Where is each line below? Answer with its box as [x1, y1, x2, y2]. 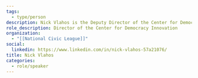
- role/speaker [11, 63, 49, 69]
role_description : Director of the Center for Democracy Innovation [6, 25, 178, 31]
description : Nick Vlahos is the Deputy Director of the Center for [6, 19, 178, 25]
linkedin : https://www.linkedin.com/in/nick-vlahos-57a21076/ [11, 47, 167, 53]
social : [6, 42, 25, 48]
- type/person [11, 14, 46, 20]
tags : [6, 8, 19, 15]
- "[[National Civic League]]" [11, 36, 88, 42]
